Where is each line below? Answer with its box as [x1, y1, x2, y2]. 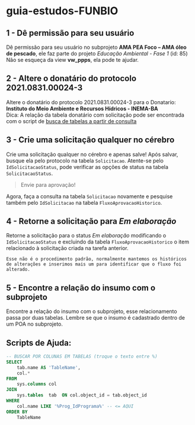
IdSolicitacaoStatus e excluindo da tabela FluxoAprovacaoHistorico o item [6, 238, 190, 245]
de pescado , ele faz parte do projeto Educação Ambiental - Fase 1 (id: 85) [6, 50, 188, 57]
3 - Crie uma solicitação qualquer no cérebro [6, 135, 175, 145]
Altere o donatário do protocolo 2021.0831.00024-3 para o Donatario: [6, 98, 176, 105]
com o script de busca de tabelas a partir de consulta [6, 117, 137, 124]
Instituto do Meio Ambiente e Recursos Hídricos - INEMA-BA [6, 105, 158, 112]
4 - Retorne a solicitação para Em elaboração [6, 216, 177, 227]
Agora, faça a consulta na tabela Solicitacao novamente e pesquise [6, 192, 173, 200]
